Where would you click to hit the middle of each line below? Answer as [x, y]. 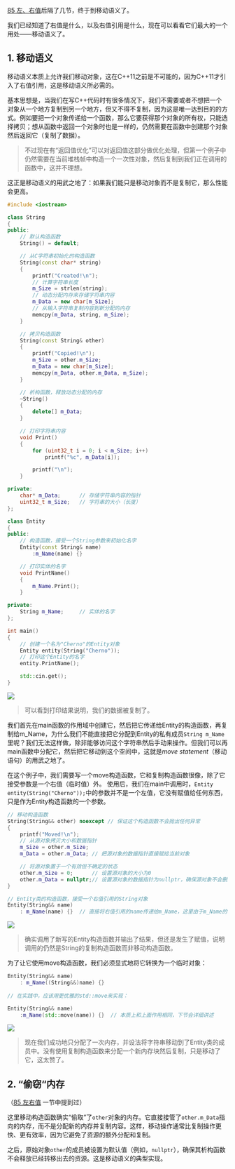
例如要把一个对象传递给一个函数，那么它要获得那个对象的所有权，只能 [120, 117]
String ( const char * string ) [60, 262]
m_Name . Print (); [56, 586]
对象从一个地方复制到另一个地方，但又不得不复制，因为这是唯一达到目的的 [114, 109]
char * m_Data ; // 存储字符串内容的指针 [80, 496]
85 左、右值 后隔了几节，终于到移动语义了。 [70, 10]
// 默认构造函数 [40, 237]
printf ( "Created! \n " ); [65, 276]
